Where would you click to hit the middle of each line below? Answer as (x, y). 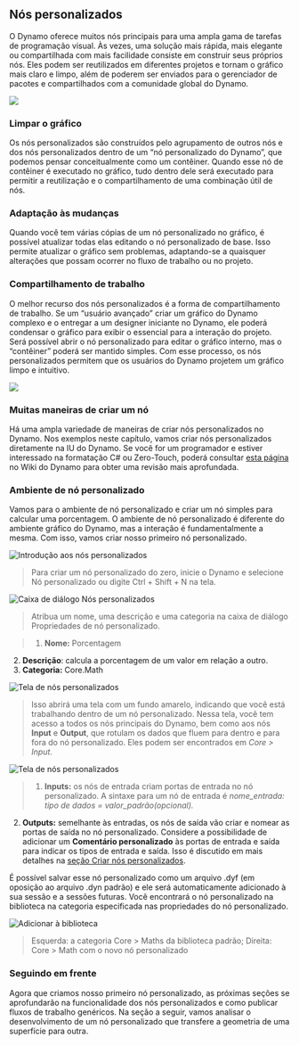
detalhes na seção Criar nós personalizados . (104, 860)
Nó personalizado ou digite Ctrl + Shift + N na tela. (123, 582)
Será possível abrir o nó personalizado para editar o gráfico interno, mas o (145, 341)
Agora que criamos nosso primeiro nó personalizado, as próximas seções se (149, 992)
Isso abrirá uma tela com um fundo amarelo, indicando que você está (158, 704)
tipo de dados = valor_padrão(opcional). (119, 805)
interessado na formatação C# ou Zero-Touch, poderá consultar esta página (149, 457)
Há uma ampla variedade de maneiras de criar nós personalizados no (137, 429)
